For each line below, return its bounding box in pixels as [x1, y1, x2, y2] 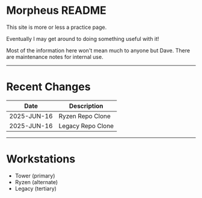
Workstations [6, 152, 76, 166]
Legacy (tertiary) [14, 185, 57, 192]
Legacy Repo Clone [58, 122, 114, 130]
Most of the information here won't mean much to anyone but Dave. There [6, 46, 191, 54]
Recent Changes [6, 80, 91, 94]
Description [69, 102, 103, 110]
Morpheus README [6, 4, 106, 17]
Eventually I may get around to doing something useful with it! [6, 35, 159, 42]
